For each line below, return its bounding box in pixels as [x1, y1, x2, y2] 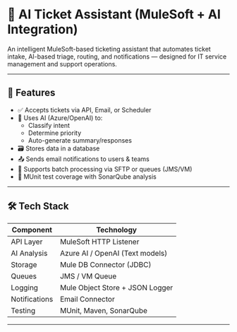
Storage [11, 259, 37, 269]
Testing [11, 305, 36, 315]
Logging [11, 283, 39, 292]
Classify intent [28, 121, 71, 129]
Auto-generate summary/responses [28, 136, 133, 144]
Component [11, 225, 53, 235]
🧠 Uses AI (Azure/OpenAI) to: [17, 113, 103, 122]
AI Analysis [11, 248, 48, 258]
